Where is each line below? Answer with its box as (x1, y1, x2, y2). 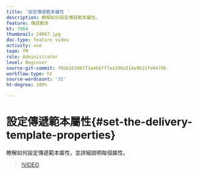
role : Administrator (6, 54, 59, 60)
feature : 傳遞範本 (6, 20, 50, 26)
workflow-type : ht (6, 71, 53, 77)
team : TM (6, 48, 28, 54)
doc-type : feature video (6, 37, 69, 43)
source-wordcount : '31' (6, 76, 67, 82)
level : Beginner (6, 59, 47, 65)
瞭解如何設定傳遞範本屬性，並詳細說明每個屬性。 (6, 149, 128, 156)
